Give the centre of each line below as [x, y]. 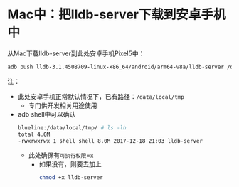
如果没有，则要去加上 [70, 164]
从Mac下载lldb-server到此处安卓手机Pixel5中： [76, 53]
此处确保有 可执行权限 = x [61, 155]
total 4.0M [34, 134]
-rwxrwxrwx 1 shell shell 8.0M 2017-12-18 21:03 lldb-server [110, 141]
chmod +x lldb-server [71, 178]
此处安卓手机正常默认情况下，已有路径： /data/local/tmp [101, 96]
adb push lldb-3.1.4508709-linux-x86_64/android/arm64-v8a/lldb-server [116, 67]
